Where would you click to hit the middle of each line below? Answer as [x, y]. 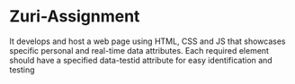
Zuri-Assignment [75, 17]
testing [22, 70]
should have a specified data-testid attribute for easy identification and [141, 60]
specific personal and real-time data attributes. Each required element [139, 50]
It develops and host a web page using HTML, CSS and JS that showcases [147, 41]
